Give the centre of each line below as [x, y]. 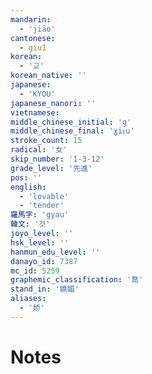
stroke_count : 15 [46, 141]
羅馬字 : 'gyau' [39, 215]
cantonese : [33, 38]
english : [28, 187]
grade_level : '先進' [51, 168]
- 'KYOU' [37, 94]
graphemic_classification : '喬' [77, 280]
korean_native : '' [48, 76]
